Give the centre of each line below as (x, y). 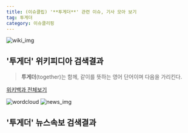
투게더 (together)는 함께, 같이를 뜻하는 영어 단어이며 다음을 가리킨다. (102, 77)
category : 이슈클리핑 (30, 23)
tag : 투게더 (19, 18)
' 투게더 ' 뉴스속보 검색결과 (51, 122)
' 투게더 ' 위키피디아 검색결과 (55, 61)
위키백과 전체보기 (27, 90)
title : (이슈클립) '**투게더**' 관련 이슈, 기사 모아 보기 (72, 12)
